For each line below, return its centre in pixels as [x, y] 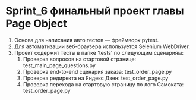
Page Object [37, 24]
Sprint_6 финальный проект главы [95, 11]
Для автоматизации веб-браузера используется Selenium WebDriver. [102, 46]
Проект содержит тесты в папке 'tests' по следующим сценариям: [99, 52]
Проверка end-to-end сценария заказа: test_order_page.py [97, 71]
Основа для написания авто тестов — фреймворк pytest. [86, 40]
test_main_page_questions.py [59, 65]
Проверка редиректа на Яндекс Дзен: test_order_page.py [96, 78]
